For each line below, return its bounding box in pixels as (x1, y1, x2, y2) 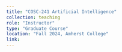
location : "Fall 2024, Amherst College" (6, 31, 109, 37)
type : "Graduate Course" (6, 25, 69, 32)
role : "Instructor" (6, 20, 55, 26)
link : (6, 36, 20, 42)
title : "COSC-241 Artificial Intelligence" (6, 8, 117, 15)
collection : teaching (6, 14, 61, 20)
